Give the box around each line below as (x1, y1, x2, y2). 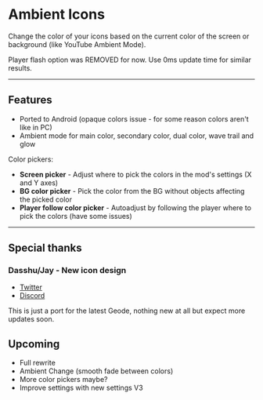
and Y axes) (19, 178, 59, 187)
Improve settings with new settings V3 (19, 383, 143, 393)
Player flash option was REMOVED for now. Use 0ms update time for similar (8, 55, 252, 64)
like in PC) (19, 122, 52, 132)
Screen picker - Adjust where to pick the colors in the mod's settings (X (19, 169, 252, 179)
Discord (19, 291, 45, 300)
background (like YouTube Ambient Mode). (8, 39, 146, 49)
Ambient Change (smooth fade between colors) (19, 366, 174, 376)
